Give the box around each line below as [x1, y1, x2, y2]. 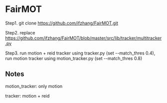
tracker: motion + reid [5, 92, 50, 98]
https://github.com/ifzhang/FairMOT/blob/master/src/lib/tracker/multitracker [5, 35, 162, 41]
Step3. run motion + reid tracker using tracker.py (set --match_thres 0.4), [5, 50, 156, 56]
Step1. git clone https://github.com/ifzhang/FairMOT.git [5, 20, 119, 26]
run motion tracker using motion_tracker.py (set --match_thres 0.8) [5, 55, 143, 61]
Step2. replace [5, 29, 35, 35]
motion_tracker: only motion [5, 83, 63, 89]
